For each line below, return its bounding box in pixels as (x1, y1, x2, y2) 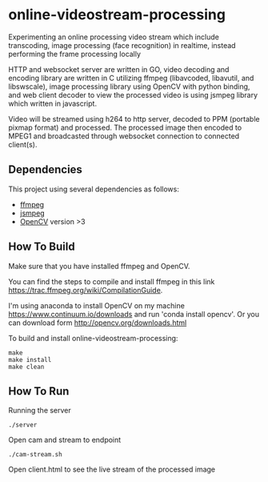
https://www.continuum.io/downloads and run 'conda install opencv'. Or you (8, 309, 260, 319)
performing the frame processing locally (8, 49, 142, 58)
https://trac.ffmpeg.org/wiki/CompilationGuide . (8, 285, 163, 295)
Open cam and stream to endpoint (8, 435, 122, 445)
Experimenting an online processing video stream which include (8, 32, 220, 42)
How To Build (8, 240, 75, 254)
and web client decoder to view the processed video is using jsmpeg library (8, 90, 258, 99)
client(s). (8, 139, 38, 149)
